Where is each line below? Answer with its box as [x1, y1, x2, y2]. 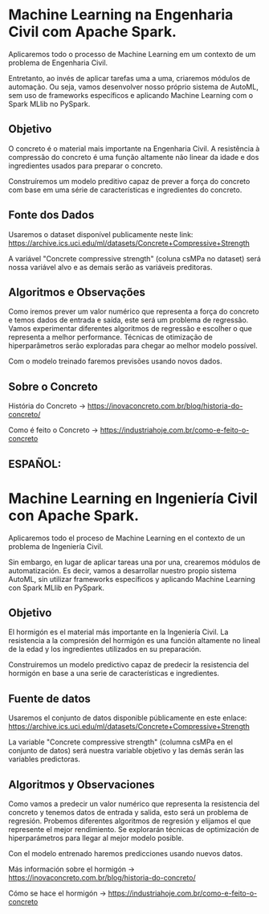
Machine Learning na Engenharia [8, 6, 234, 24]
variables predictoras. [8, 754, 80, 764]
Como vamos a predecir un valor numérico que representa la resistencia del [8, 798, 259, 809]
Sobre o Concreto [8, 379, 98, 393]
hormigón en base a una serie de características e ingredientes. [8, 669, 219, 678]
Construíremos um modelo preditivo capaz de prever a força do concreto [8, 176, 251, 186]
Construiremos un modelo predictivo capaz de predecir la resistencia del [8, 660, 249, 670]
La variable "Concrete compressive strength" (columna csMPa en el [8, 737, 233, 747]
